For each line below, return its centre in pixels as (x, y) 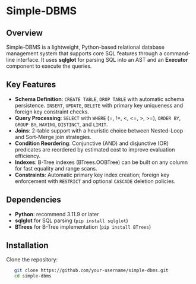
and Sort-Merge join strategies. (53, 137)
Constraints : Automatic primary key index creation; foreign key (92, 175)
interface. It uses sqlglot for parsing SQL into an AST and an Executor (102, 60)
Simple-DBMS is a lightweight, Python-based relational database (86, 47)
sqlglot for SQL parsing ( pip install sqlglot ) (72, 220)
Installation (27, 246)
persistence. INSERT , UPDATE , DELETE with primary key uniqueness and (99, 105)
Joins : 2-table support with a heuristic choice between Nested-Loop (99, 130)
